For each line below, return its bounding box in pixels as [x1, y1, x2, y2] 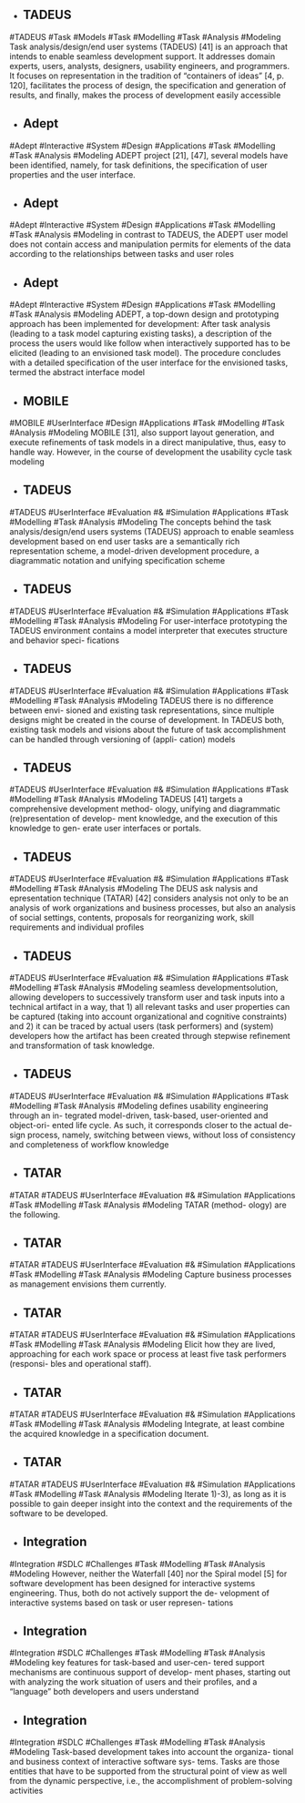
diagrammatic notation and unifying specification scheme [9, 555, 226, 565]
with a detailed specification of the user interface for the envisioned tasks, [9, 357, 289, 368]
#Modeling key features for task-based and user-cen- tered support [9, 1657, 266, 1668]
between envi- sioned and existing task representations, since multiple [9, 705, 275, 716]
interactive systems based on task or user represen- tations [9, 1597, 234, 1608]
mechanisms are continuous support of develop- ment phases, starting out [9, 1666, 291, 1678]
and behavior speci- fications [9, 635, 120, 646]
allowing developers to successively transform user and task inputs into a [9, 992, 285, 1003]
